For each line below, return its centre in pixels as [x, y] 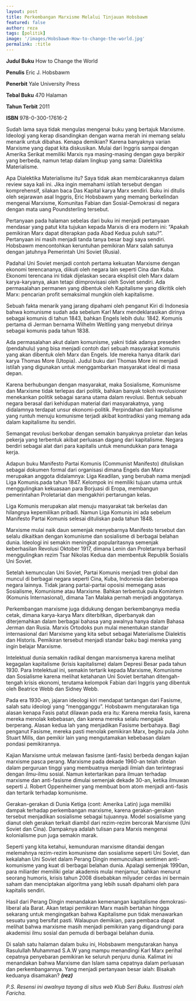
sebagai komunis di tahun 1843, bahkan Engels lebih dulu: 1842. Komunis [94, 318]
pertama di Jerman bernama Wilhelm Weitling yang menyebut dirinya [90, 324]
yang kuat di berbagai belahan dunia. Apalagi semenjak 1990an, [112, 865]
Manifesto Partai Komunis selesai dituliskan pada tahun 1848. [80, 518]
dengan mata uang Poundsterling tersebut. [58, 209]
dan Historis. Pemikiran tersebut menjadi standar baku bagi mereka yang [94, 640]
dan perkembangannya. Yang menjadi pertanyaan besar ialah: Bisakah [91, 969]
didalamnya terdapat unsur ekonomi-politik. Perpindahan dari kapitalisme [94, 409]
